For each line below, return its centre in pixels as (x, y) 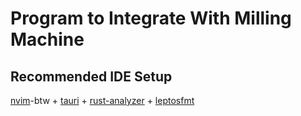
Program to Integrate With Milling (151, 18)
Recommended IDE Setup (91, 76)
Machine (47, 39)
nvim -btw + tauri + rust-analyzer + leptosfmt (102, 100)
